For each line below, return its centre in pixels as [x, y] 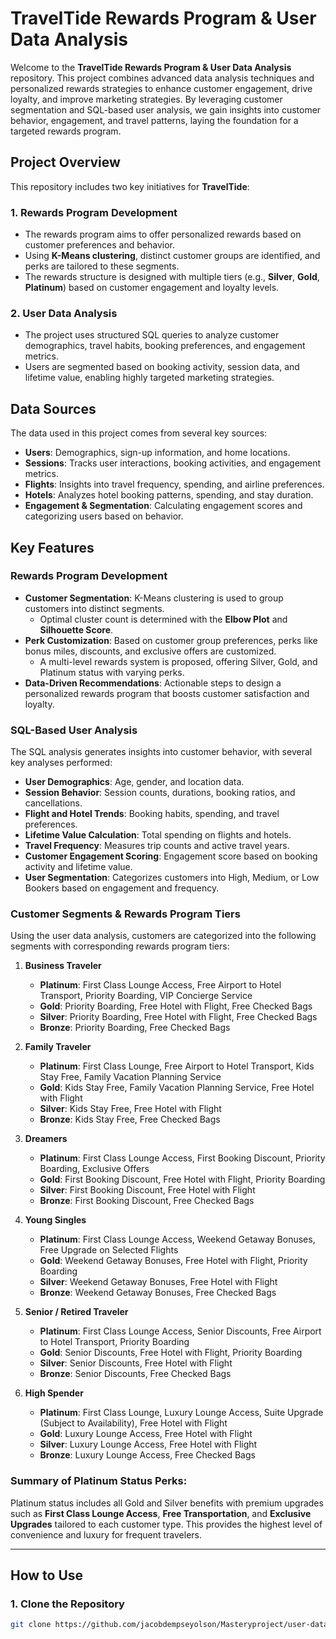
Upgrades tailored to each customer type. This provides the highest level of [166, 1524]
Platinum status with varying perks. [112, 672]
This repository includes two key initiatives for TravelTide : [130, 186]
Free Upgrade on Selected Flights [109, 1250]
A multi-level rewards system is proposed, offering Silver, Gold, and [178, 661]
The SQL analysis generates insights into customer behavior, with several [161, 752]
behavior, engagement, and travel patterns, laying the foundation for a [154, 120]
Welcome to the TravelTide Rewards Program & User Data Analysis [151, 67]
